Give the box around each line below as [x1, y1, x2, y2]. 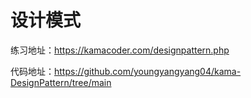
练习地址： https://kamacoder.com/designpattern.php [10, 44, 230, 56]
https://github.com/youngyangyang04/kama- [54, 65, 242, 77]
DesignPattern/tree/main [10, 76, 112, 88]
